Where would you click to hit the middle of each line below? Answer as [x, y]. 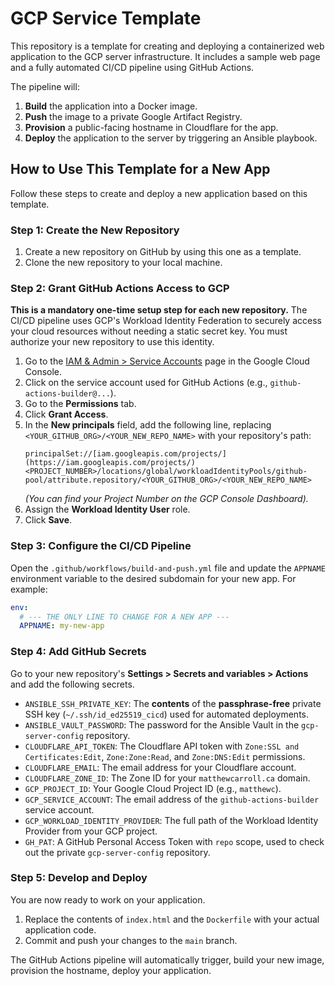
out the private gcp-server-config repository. [117, 852]
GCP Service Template [106, 18]
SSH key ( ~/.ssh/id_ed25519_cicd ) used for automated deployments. [167, 714]
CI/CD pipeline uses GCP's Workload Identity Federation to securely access [166, 321]
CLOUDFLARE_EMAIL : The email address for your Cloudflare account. [160, 767]
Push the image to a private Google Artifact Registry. [133, 116]
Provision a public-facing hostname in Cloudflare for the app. [151, 127]
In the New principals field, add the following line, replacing [148, 425]
